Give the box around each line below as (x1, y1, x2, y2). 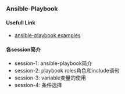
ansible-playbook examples (14, 32, 81, 39)
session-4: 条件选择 (14, 82, 62, 89)
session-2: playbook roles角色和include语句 (14, 67, 120, 74)
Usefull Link (6, 19, 36, 26)
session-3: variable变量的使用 (14, 74, 86, 81)
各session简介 (6, 46, 41, 53)
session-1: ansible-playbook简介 (14, 60, 92, 67)
